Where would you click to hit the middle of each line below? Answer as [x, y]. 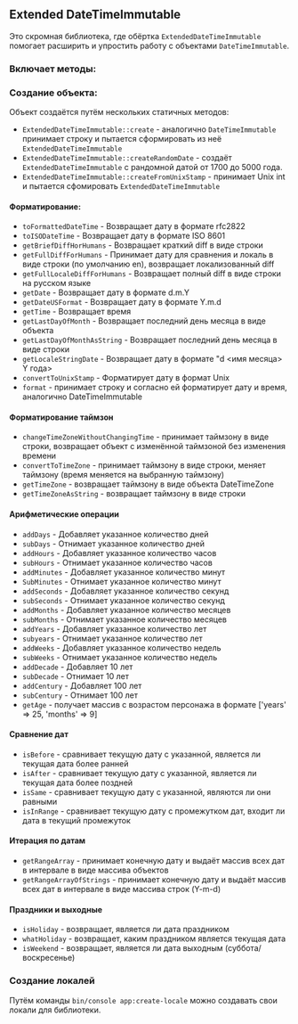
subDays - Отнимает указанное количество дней [113, 544]
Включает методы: [53, 69]
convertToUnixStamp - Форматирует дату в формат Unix [125, 378]
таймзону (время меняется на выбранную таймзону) [123, 475]
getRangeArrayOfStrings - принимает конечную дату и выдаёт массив [154, 880]
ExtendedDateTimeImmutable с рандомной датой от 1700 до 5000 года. [152, 168]
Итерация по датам [48, 840]
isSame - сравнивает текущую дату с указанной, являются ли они [146, 791]
